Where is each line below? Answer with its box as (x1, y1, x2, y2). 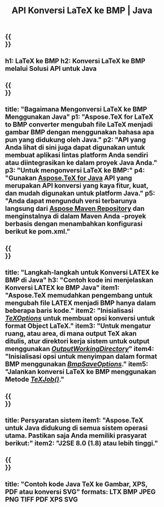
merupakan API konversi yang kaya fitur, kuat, (5, 181, 149, 190)
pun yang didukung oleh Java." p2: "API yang (5, 136, 146, 144)
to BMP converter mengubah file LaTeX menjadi (5, 120, 153, 129)
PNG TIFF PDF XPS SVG (5, 495, 78, 504)
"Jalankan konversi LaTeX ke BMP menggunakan (5, 368, 156, 376)
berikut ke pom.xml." (5, 227, 71, 236)
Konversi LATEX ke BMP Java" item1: (5, 284, 120, 292)
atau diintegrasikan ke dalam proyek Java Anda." (5, 159, 158, 167)
